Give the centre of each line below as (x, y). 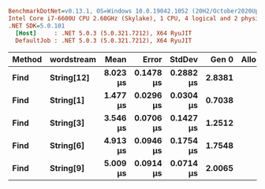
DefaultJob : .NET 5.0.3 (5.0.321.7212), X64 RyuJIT (104, 40)
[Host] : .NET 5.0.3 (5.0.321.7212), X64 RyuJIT (104, 33)
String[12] (70, 78)
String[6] (67, 146)
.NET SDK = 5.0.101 (37, 26)
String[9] (67, 169)
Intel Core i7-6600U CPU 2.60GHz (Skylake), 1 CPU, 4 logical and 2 (123, 18)
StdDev (184, 60)
